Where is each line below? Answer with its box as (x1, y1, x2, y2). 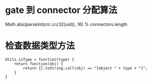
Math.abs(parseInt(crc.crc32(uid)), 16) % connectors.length (5, 21, 128, 27)
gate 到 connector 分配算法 (5, 4, 118, 16)
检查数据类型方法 (5, 40, 76, 52)
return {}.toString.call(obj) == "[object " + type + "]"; (23, 66, 148, 71)
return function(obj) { (14, 61, 64, 66)
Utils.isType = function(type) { (5, 57, 75, 62)
